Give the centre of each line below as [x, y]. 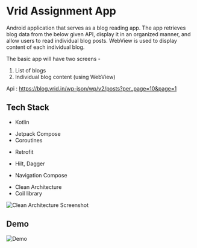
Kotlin [22, 122]
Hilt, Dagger [30, 164]
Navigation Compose [41, 175]
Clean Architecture [38, 187]
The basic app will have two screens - [53, 59]
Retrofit [24, 151]
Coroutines [29, 140]
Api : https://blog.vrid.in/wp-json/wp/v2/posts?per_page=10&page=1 [92, 88]
